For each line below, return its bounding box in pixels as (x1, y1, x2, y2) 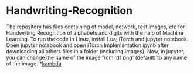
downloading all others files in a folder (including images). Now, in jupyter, (6, 48, 185, 54)
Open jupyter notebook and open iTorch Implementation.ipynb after (6, 42, 169, 49)
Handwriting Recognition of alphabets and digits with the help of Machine (6, 29, 183, 36)
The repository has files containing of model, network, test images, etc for (6, 23, 185, 30)
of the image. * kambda (6, 60, 62, 67)
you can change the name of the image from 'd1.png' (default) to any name (6, 54, 188, 61)
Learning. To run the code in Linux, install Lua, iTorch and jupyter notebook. (6, 35, 189, 42)
